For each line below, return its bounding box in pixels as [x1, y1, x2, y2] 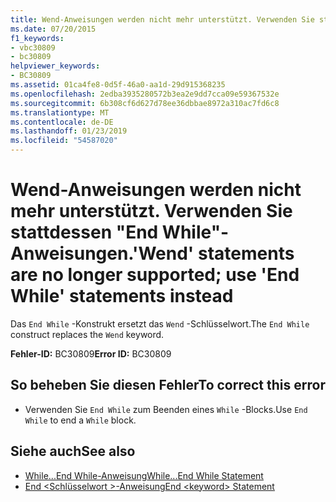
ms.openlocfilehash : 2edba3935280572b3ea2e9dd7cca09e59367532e [10, 89, 280, 99]
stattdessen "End [10, 221, 159, 244]
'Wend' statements [131, 242, 295, 265]
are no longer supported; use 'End [10, 264, 300, 286]
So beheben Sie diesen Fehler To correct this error [10, 377, 326, 394]
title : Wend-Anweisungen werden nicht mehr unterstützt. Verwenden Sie [10, 14, 315, 25]
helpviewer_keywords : [10, 61, 101, 71]
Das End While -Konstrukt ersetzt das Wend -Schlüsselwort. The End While [10, 317, 310, 330]
